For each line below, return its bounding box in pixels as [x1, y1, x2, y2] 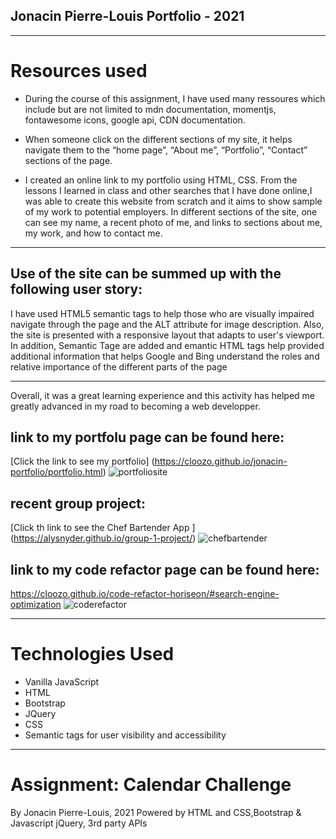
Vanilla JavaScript [24, 675, 100, 688]
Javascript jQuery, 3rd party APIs [10, 817, 148, 829]
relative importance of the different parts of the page [10, 360, 228, 373]
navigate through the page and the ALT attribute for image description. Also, [10, 318, 325, 330]
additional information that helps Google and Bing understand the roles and [10, 350, 320, 362]
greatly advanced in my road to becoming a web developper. [10, 400, 261, 412]
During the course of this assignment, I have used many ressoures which [24, 92, 326, 104]
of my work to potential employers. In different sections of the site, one [24, 205, 318, 218]
